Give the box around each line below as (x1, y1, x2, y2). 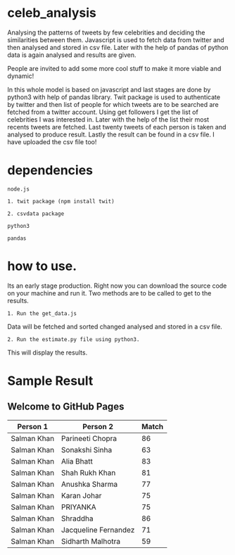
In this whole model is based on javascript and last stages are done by (7, 85, 211, 94)
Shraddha (61, 513, 94, 523)
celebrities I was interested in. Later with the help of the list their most (7, 115, 210, 124)
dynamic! (7, 72, 34, 80)
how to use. (7, 258, 77, 274)
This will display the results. (7, 348, 88, 357)
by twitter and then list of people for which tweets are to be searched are (7, 100, 220, 108)
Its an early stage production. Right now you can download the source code (7, 281, 227, 290)
